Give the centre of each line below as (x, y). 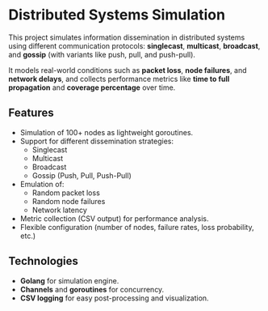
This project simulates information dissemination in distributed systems (127, 37)
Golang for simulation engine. (69, 280)
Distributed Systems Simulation (117, 15)
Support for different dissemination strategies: (97, 141)
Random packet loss (66, 193)
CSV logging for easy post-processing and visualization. (114, 298)
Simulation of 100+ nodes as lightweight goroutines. (107, 132)
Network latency (59, 210)
